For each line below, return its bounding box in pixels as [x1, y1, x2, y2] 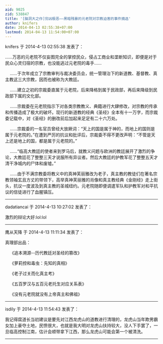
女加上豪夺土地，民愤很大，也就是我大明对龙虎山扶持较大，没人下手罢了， [5, 323, 154, 328]
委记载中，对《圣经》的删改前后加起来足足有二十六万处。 [5, 115, 120, 121]
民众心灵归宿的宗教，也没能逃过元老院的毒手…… [5, 60, 102, 66]
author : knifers [5, 20, 38, 26]
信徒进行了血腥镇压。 [13, 189, 56, 195]
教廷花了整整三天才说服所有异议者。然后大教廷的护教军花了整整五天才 [17, 154, 158, 160]
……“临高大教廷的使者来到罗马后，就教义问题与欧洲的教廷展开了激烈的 [9, 148, 151, 154]
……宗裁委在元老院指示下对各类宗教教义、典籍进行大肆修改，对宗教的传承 [9, 103, 158, 109]
